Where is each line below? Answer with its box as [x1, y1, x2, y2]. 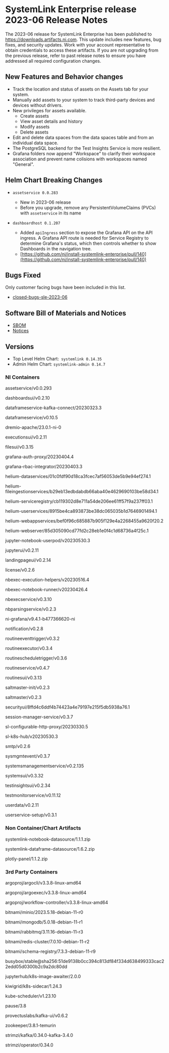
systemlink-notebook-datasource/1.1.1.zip [5, 836, 91, 842]
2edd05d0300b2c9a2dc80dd [5, 963, 68, 970]
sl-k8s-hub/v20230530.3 [5, 733, 58, 739]
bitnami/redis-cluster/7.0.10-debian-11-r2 [5, 938, 90, 944]
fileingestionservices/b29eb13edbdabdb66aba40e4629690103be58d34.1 [5, 489, 159, 495]
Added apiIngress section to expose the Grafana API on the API [20, 229, 153, 236]
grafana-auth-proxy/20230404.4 [5, 454, 74, 460]
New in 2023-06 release [20, 199, 71, 205]
